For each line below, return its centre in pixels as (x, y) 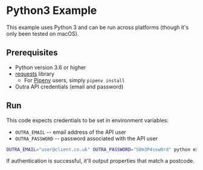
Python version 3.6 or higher (50, 67)
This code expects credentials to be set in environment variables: (88, 120)
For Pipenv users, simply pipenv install (74, 80)
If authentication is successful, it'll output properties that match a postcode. (100, 161)
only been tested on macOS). (43, 33)
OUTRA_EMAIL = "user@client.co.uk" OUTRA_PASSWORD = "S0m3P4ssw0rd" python (98, 149)
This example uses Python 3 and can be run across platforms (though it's (98, 27)
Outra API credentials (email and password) (69, 87)
